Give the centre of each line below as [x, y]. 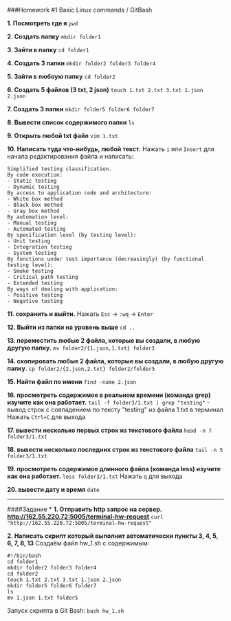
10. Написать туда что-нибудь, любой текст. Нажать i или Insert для [111, 149]
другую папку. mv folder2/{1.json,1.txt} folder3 [81, 348]
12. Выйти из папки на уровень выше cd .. [71, 327]
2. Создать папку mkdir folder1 [54, 36]
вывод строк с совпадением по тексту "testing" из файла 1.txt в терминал [115, 409]
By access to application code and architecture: [80, 193]
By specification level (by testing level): [72, 235]
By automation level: [38, 217]
